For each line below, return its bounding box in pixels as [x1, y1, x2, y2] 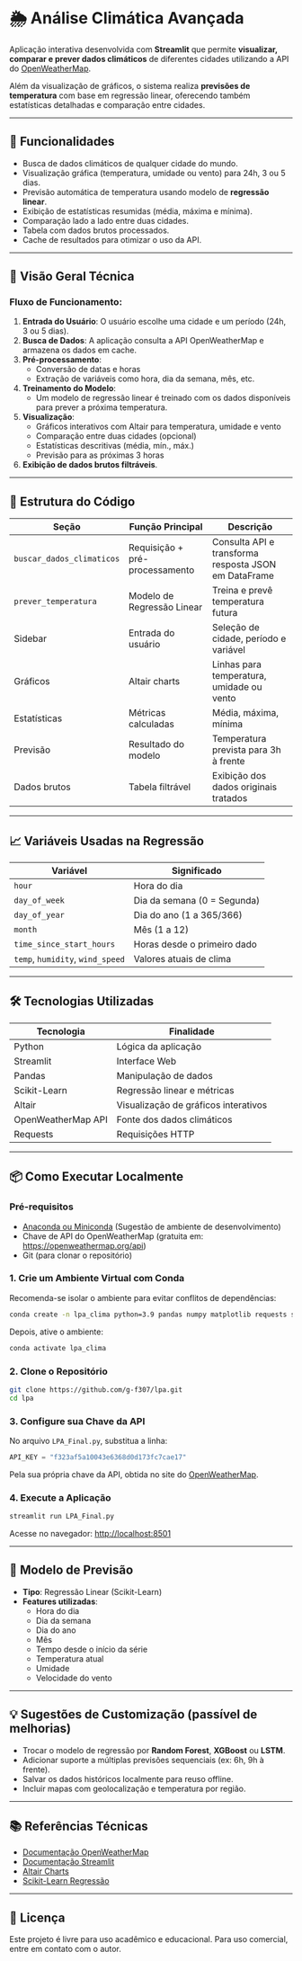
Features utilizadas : [22, 1596, 99, 1607]
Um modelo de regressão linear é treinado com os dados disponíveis [35, 393, 291, 404]
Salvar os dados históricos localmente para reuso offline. [22, 1773, 234, 1784]
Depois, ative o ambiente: [9, 1326, 104, 1337]
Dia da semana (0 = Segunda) [133, 895, 261, 907]
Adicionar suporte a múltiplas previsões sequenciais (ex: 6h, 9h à [22, 1754, 265, 1765]
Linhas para [212, 658, 262, 671]
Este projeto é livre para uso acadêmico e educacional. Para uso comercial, [9, 1934, 289, 1945]
